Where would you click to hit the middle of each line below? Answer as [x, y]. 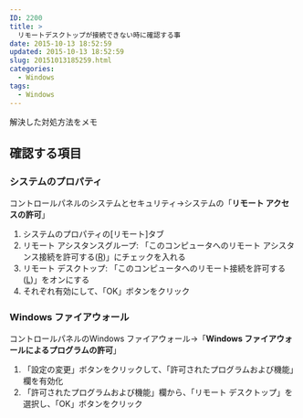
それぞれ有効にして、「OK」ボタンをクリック [106, 291]
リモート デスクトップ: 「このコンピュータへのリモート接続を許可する [154, 268]
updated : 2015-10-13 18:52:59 [67, 52]
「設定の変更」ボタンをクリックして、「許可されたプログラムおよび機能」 [158, 370]
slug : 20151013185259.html [61, 60]
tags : [20, 86]
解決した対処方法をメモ [53, 122]
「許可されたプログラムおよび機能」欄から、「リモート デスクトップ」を [158, 392]
